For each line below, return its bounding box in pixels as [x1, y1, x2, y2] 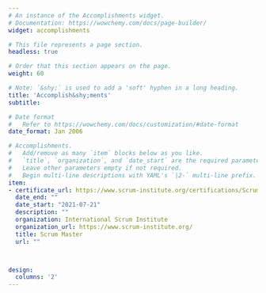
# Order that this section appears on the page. [8, 63, 172, 70]
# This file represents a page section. [8, 40, 144, 48]
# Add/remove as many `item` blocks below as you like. [8, 150, 203, 158]
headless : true [8, 48, 59, 56]
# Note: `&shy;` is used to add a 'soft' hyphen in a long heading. [8, 84, 239, 92]
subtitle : [8, 98, 41, 107]
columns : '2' [15, 273, 59, 281]
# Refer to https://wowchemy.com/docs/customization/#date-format [8, 120, 239, 128]
